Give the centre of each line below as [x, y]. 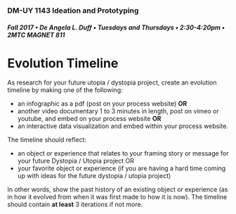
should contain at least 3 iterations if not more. [75, 204]
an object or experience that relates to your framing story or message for [123, 153]
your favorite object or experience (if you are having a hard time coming [122, 168]
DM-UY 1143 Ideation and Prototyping [73, 11]
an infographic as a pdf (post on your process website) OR [102, 103]
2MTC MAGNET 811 [36, 34]
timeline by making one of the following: [65, 90]
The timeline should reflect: [47, 140]
